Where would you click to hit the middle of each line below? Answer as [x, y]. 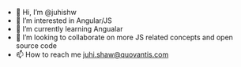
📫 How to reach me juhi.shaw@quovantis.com [92, 54]
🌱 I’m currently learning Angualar [69, 29]
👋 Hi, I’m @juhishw [46, 12]
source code [36, 46]
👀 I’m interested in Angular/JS [64, 20]
